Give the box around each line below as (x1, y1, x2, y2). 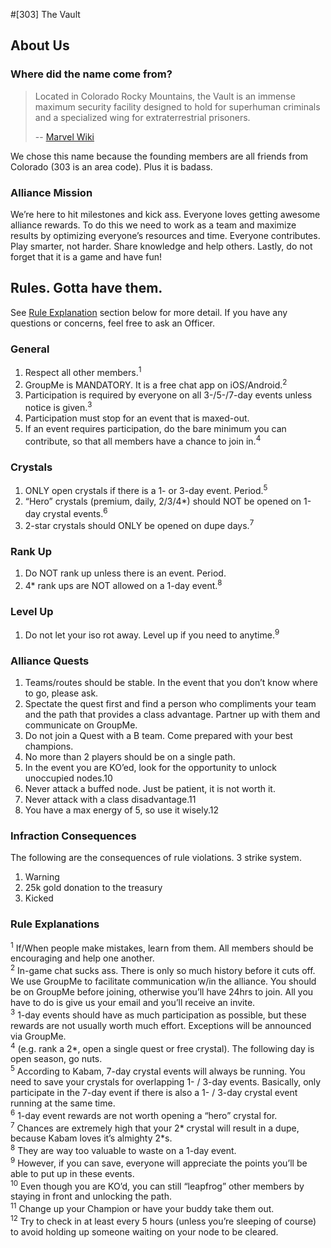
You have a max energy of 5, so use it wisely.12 (24, 804, 219, 816)
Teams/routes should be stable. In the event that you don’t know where (24, 677, 318, 689)
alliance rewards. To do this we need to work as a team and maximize (10, 219, 297, 231)
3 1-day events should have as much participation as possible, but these (10, 1007, 307, 1021)
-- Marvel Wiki (34, 130, 95, 143)
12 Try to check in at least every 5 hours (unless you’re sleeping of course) (10, 1214, 317, 1227)
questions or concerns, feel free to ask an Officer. (10, 317, 216, 329)
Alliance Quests (10, 654, 90, 668)
